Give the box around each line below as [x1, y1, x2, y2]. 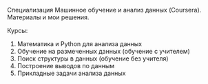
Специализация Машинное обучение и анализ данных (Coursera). [7, 6, 202, 14]
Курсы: [7, 27, 28, 34]
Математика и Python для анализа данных [17, 40, 143, 48]
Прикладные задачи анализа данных [17, 69, 126, 77]
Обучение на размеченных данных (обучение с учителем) [17, 48, 191, 55]
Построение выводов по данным [17, 62, 115, 70]
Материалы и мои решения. [7, 13, 90, 21]
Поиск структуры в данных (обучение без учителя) [17, 54, 169, 63]
